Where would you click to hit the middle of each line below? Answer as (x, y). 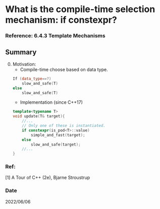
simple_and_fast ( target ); (58, 135)
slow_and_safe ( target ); (56, 145)
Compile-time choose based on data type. (64, 69)
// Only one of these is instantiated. (64, 126)
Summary (21, 52)
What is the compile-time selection (80, 9)
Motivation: (24, 64)
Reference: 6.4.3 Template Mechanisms (55, 36)
